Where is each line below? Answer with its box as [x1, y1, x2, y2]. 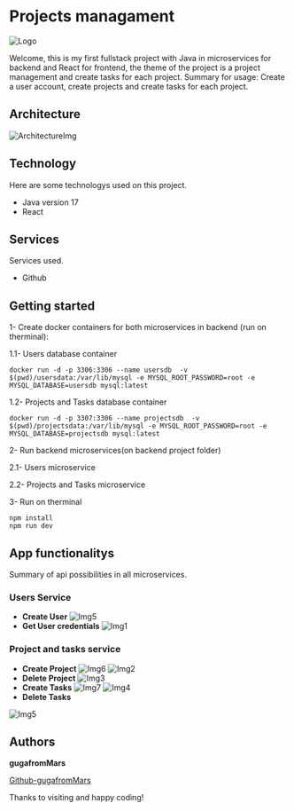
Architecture [9, 106, 81, 122]
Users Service [9, 591, 72, 603]
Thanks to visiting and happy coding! [9, 792, 144, 803]
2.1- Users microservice [9, 462, 96, 473]
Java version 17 [21, 197, 80, 208]
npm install [9, 514, 53, 523]
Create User [21, 611, 68, 622]
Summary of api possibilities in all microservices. [9, 570, 188, 579]
